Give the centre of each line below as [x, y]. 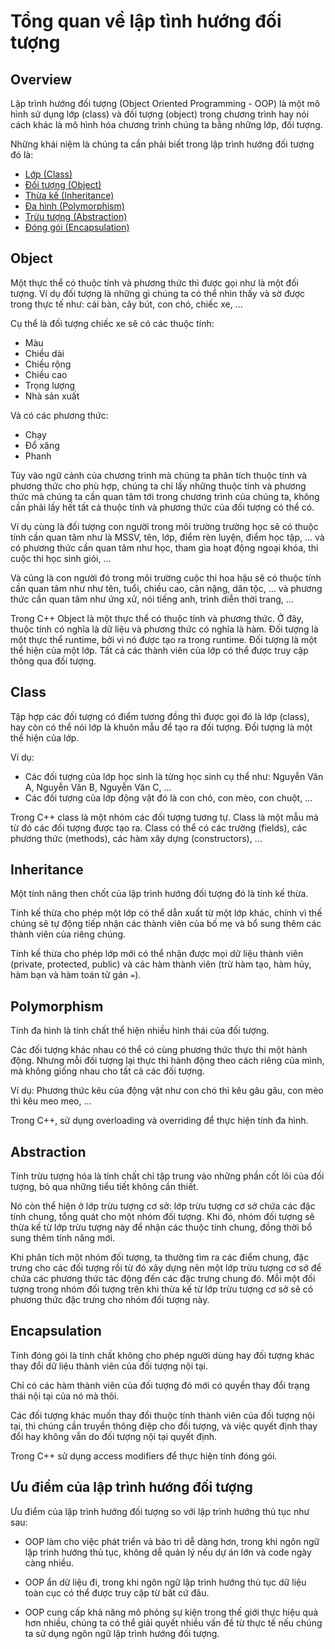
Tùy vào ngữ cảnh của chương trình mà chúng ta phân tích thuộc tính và [159, 475]
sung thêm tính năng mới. [63, 1238]
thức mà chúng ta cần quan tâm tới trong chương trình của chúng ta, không [165, 496]
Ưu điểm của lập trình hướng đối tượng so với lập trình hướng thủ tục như [160, 1511]
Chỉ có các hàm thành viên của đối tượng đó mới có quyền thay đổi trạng [160, 1385]
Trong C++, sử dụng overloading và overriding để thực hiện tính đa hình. [159, 1121]
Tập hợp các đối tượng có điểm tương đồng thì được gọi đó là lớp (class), [160, 716]
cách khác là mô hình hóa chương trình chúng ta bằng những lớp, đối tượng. [166, 124]
